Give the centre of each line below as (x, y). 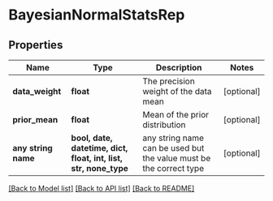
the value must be (176, 158)
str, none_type (100, 168)
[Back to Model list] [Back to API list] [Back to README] (102, 188)
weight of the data (177, 91)
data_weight (37, 91)
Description (179, 68)
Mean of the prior (175, 115)
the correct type (173, 168)
